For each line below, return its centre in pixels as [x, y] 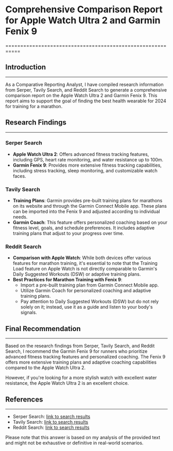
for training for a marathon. [34, 106]
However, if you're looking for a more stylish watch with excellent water [81, 378]
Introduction [26, 67]
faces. [20, 176]
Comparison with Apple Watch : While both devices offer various [82, 258]
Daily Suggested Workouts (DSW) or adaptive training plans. [77, 274]
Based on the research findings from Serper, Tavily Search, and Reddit [80, 346]
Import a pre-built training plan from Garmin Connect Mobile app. [90, 285]
